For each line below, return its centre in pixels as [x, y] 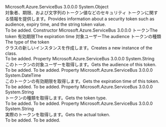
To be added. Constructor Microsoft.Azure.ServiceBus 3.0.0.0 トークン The [82, 30]
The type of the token [27, 42]
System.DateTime [23, 75]
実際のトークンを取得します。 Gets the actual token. [58, 114]
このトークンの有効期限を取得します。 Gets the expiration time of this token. [82, 81]
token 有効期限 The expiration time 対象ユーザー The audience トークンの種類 [83, 36]
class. [11, 53]
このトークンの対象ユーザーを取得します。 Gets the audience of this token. [81, 64]
